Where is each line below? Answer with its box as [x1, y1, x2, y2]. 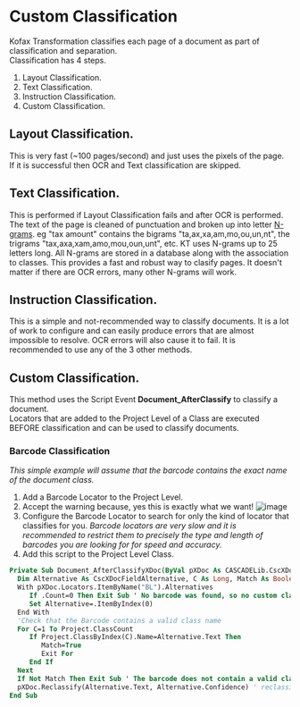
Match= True [41, 641, 82, 650]
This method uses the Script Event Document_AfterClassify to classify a [9, 394, 279, 405]
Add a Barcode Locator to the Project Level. [21, 492, 183, 502]
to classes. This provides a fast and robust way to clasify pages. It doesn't [9, 257, 283, 267]
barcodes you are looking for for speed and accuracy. [21, 539, 222, 551]
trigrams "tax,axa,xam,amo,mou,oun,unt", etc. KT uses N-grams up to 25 [9, 238, 279, 248]
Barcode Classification [9, 445, 110, 458]
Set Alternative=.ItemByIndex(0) [29, 599, 154, 609]
